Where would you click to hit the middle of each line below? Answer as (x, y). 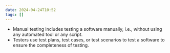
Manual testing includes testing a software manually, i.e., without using (87, 29)
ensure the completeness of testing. (51, 45)
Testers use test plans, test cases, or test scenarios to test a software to (89, 40)
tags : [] (15, 15)
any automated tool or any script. (48, 34)
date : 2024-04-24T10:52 (31, 10)
